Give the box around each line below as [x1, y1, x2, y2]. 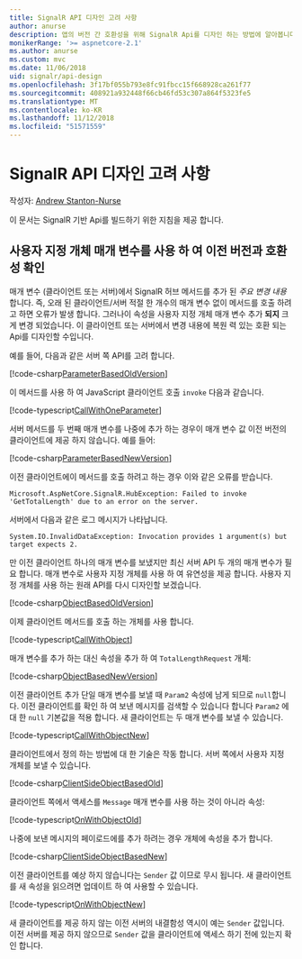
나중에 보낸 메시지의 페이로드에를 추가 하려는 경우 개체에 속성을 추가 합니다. [9, 833, 273, 844]
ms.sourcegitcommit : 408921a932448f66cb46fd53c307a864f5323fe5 [9, 88, 252, 97]
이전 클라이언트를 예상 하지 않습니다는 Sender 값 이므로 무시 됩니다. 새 [9, 869, 254, 880]
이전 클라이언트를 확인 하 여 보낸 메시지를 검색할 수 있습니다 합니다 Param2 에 [21, 700, 289, 711]
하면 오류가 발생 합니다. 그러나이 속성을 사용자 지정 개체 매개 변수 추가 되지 [18, 308, 280, 319]
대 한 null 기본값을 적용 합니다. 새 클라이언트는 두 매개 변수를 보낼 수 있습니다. [9, 711, 284, 722]
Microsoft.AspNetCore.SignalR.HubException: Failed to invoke [9, 489, 247, 498]
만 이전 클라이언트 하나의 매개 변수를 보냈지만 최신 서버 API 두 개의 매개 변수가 [9, 556, 283, 568]
